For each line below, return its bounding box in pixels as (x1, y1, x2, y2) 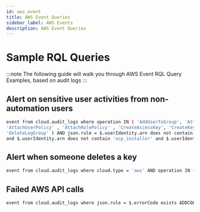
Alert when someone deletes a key (6, 152, 137, 162)
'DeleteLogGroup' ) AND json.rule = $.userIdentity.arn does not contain (6, 130, 193, 136)
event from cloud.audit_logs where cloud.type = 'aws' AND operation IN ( (6, 167, 196, 174)
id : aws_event (6, 8, 42, 15)
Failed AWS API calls (6, 184, 85, 194)
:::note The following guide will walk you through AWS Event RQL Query (6, 71, 182, 78)
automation (6, 103, 50, 113)
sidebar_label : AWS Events (6, 20, 73, 26)
